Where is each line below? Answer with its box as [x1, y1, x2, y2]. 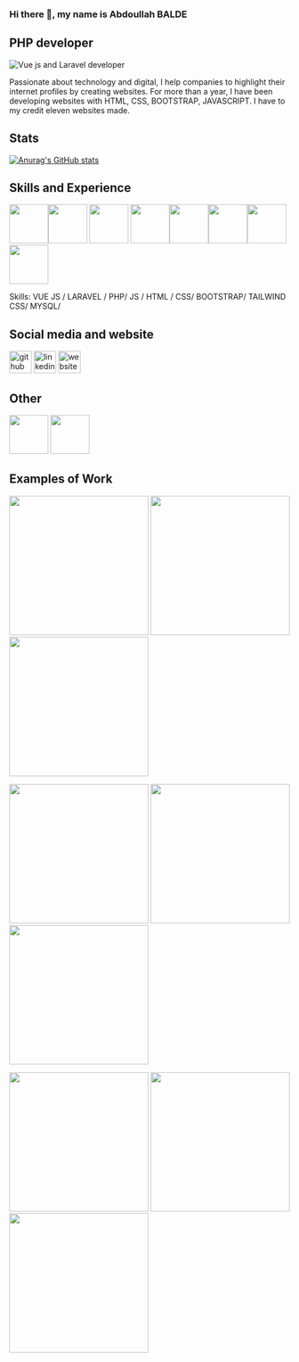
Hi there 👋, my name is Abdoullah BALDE [9, 8, 188, 21]
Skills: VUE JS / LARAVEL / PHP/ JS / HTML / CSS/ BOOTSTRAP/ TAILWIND [9, 292, 287, 302]
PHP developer [9, 36, 93, 51]
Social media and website [9, 326, 154, 342]
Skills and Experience [9, 180, 132, 195]
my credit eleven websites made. [9, 104, 131, 115]
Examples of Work [9, 472, 113, 487]
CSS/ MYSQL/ [9, 301, 61, 311]
